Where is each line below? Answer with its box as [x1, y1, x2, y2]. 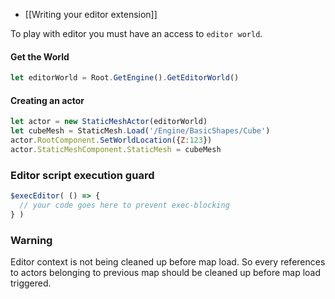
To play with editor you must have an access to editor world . [10, 28, 263, 39]
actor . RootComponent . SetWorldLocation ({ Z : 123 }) [10, 135, 213, 146]
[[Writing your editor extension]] [24, 9, 158, 20]
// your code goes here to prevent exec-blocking [19, 200, 230, 210]
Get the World [10, 50, 70, 63]
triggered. [10, 277, 52, 289]
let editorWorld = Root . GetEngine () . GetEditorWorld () [10, 73, 240, 83]
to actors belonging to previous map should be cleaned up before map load [10, 267, 322, 278]
